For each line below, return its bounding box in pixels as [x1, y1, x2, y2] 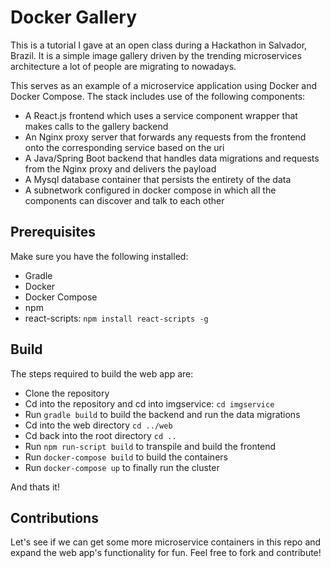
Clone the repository [24, 387, 110, 399]
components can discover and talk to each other [24, 194, 225, 206]
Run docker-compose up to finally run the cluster [24, 461, 220, 473]
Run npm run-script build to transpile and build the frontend [24, 440, 277, 452]
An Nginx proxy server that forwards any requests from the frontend [24, 131, 307, 143]
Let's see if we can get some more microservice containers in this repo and [10, 536, 322, 548]
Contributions [10, 509, 99, 526]
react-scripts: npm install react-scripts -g [24, 312, 209, 324]
